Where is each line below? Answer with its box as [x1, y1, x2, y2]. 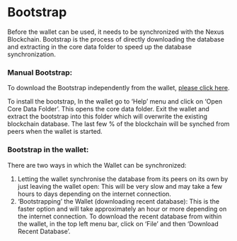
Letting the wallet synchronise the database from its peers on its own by [17, 174, 229, 183]
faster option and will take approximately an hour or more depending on [17, 204, 227, 213]
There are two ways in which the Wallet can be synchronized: [7, 161, 187, 169]
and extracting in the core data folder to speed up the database [7, 42, 192, 51]
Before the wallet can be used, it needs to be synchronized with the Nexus [7, 27, 224, 36]
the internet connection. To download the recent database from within [17, 212, 222, 221]
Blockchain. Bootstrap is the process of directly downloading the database [7, 35, 225, 43]
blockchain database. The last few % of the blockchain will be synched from [7, 120, 230, 128]
